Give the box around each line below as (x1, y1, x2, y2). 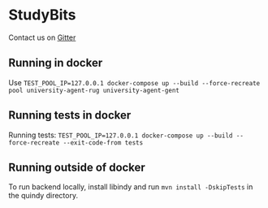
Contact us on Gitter (8, 32, 76, 42)
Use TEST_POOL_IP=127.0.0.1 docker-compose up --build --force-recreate (8, 77, 261, 87)
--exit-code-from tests (63, 138, 144, 147)
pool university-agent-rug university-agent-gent (8, 86, 180, 94)
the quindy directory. (8, 191, 79, 201)
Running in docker (8, 56, 103, 70)
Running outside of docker (8, 160, 146, 174)
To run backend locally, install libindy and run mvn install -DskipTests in (8, 182, 253, 192)
